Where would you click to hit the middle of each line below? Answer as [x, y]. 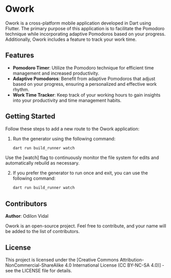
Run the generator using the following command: [64, 138]
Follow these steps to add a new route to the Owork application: [72, 129]
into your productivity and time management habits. [67, 100]
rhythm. [21, 89]
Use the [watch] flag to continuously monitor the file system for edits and [82, 158]
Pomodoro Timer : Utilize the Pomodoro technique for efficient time [83, 67]
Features [20, 55]
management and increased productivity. [56, 73]
